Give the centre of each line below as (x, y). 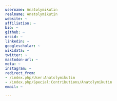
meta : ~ (13, 64)
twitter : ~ (16, 55)
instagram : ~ (18, 69)
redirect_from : (20, 73)
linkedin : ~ (17, 41)
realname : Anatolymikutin (31, 14)
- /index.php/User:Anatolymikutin (40, 78)
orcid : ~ (14, 37)
